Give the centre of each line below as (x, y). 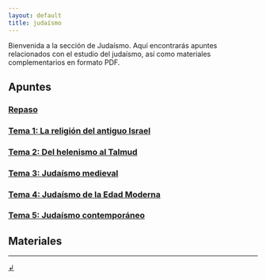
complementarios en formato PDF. (64, 62)
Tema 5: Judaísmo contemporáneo (76, 216)
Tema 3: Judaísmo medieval (63, 173)
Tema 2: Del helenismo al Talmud (73, 152)
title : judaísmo (35, 23)
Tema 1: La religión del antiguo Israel (80, 130)
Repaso (23, 109)
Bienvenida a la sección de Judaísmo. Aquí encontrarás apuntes (113, 45)
